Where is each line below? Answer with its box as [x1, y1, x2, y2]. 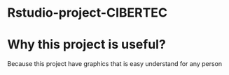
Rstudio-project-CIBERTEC [7, 5, 168, 21]
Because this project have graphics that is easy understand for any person [7, 60, 223, 68]
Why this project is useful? [7, 37, 166, 53]
